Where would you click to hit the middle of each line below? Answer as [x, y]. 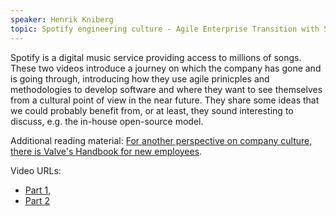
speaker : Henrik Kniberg [62, 19]
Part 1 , [38, 190]
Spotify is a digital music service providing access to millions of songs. [156, 57]
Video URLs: [36, 170]
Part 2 [37, 200]
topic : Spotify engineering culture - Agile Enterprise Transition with [165, 29]
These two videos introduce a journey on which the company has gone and [166, 68]
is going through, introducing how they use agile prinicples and [140, 78]
